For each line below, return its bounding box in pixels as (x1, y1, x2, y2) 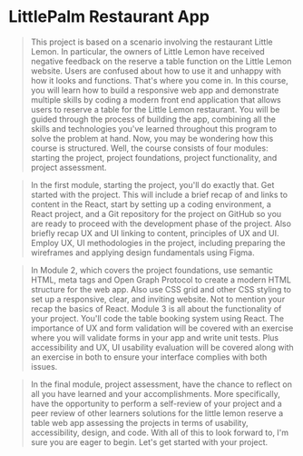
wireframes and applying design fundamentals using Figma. (30, 247, 255, 258)
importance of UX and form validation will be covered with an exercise (30, 322, 294, 333)
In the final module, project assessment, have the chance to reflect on (30, 379, 292, 390)
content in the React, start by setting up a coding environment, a (30, 198, 271, 210)
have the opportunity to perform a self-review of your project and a (30, 398, 282, 409)
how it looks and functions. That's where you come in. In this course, (30, 74, 289, 85)
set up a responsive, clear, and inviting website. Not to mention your (30, 293, 286, 304)
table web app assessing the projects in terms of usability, (30, 417, 249, 428)
